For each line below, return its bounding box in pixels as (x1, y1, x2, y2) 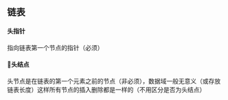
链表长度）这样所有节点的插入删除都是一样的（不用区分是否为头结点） (7, 85, 206, 94)
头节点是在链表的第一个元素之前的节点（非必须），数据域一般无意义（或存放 (7, 77, 221, 85)
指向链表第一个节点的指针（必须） (7, 43, 104, 51)
